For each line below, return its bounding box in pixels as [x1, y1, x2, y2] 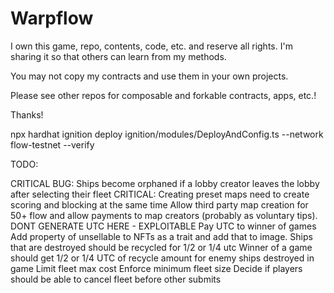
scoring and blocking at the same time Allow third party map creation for [10, 198, 309, 211]
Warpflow [10, 7, 94, 30]
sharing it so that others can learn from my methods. [10, 50, 227, 62]
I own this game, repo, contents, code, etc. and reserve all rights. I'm [10, 40, 293, 52]
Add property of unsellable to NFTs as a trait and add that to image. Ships [10, 230, 313, 242]
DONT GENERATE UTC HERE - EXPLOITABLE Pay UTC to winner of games [10, 220, 317, 232]
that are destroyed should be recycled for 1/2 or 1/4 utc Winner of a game [10, 241, 313, 253]
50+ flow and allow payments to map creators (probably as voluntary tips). [10, 209, 318, 221]
